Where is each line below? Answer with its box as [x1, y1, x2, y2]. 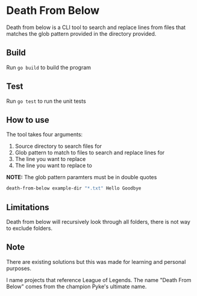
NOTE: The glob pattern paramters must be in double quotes [6, 174, 157, 181]
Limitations [6, 202, 49, 212]
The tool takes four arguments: [6, 131, 83, 138]
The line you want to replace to [14, 162, 92, 169]
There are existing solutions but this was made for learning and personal [6, 258, 186, 265]
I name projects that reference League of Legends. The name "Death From [6, 276, 192, 283]
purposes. [6, 265, 32, 272]
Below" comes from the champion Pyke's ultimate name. [6, 283, 147, 290]
